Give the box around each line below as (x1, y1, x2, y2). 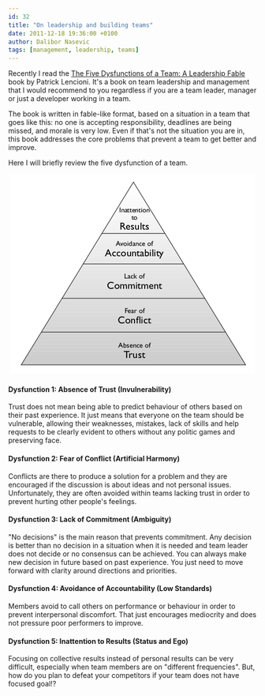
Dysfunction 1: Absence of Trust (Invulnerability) (8, 384, 172, 394)
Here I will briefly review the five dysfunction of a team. (8, 158, 188, 167)
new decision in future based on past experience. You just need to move (8, 557, 244, 566)
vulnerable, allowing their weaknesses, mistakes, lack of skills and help (8, 419, 239, 428)
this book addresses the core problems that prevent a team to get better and (8, 134, 257, 144)
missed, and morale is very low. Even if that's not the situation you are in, (8, 126, 245, 136)
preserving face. (8, 435, 62, 446)
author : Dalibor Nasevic (8, 38, 90, 46)
